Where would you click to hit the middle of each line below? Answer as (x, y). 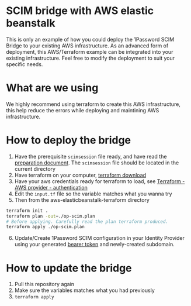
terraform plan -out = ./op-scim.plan (51, 216)
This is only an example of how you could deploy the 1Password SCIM (90, 39)
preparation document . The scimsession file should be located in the (97, 163)
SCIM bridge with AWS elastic (80, 11)
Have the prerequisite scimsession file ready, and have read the (91, 156)
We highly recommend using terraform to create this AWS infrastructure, (93, 104)
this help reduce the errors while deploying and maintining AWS (83, 110)
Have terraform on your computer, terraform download (80, 175)
